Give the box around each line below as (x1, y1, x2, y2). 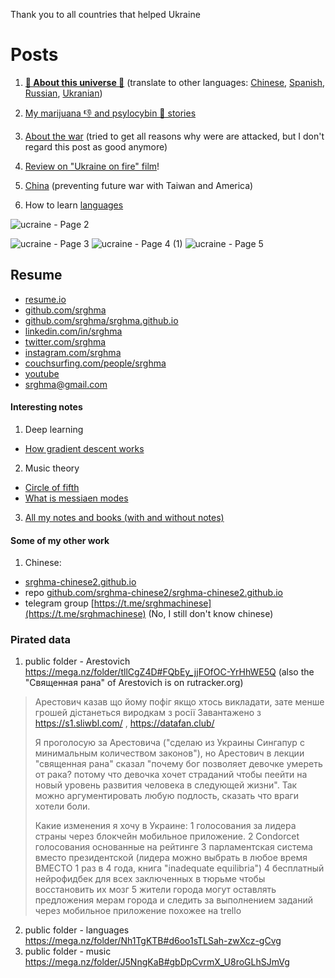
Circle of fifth (24, 481, 80, 493)
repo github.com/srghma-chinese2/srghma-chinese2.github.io (24, 587, 284, 599)
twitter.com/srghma (24, 335, 107, 348)
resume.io (24, 293, 67, 305)
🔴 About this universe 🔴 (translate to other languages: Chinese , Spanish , (24, 76, 326, 88)
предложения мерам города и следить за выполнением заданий (34, 894, 313, 906)
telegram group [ (24, 597, 95, 609)
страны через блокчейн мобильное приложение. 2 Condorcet (34, 830, 300, 843)
